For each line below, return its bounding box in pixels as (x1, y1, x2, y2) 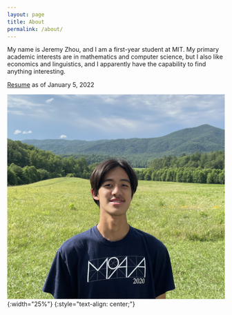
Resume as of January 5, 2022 (7, 81, 95, 89)
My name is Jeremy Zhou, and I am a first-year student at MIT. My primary (7, 45, 220, 54)
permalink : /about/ (7, 26, 64, 32)
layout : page (7, 11, 45, 18)
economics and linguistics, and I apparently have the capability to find (7, 60, 206, 68)
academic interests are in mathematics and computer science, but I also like (7, 52, 223, 61)
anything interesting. (7, 68, 66, 76)
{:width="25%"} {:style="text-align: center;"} (7, 300, 136, 308)
